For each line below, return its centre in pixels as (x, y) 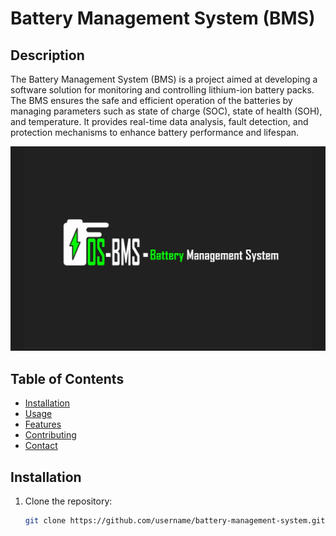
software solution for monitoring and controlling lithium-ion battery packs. (162, 90)
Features (43, 424)
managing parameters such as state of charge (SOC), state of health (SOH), (166, 111)
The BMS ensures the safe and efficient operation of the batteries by (151, 100)
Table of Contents (67, 378)
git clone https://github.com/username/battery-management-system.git (175, 520)
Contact (41, 446)
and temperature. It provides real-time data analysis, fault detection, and (159, 121)
